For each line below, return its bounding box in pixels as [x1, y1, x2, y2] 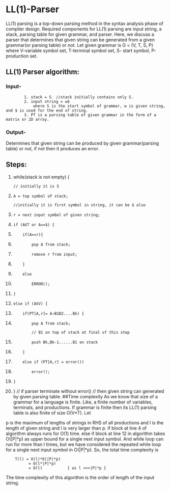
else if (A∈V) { [13, 301, 48, 306]
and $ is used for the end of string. [6, 108, 88, 113]
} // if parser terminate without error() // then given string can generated [13, 388, 164, 394]
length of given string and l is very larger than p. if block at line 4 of [6, 425, 147, 431]
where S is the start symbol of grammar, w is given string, [33, 103, 166, 108]
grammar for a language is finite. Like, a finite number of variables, [13, 399, 153, 405]
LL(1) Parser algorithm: [6, 68, 79, 76]
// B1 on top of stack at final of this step [32, 330, 130, 335]
